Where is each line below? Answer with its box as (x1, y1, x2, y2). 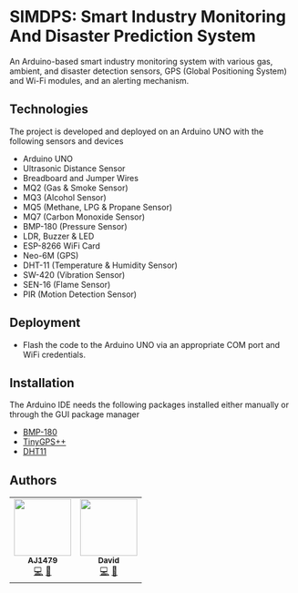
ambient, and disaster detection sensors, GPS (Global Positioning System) (9, 66, 287, 77)
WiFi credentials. (22, 349, 87, 360)
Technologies (9, 102, 89, 118)
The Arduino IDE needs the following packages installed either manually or (9, 399, 290, 411)
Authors (9, 472, 57, 488)
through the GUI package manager (9, 409, 139, 420)
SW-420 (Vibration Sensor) (22, 269, 126, 280)
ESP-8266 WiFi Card (22, 240, 100, 251)
